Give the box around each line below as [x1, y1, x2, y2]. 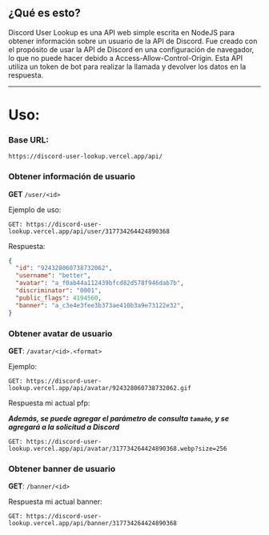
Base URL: [8, 134, 50, 145]
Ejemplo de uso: [8, 204, 62, 215]
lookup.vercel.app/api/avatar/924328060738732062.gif [8, 384, 192, 392]
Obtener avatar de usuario [8, 328, 113, 339]
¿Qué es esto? [8, 6, 82, 20]
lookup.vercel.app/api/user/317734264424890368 [8, 227, 171, 235]
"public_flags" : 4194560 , [15, 294, 102, 302]
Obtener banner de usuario [8, 463, 116, 474]
